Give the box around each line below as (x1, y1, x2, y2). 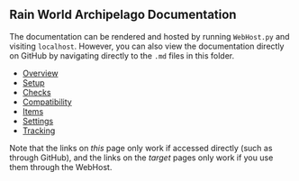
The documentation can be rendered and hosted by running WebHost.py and (9, 31, 290, 41)
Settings (22, 115, 54, 126)
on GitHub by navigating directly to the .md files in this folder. (9, 50, 235, 61)
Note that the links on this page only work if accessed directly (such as (9, 142, 273, 153)
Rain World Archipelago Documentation (9, 7, 237, 23)
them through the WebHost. (9, 161, 113, 172)
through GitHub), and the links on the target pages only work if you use (9, 152, 274, 163)
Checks (22, 86, 51, 97)
